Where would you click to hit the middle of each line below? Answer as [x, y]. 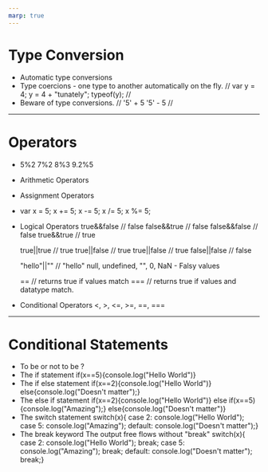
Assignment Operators [57, 195]
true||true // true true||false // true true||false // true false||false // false [136, 250]
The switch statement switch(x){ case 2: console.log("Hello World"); [132, 417]
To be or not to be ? [52, 367]
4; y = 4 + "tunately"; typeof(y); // [75, 94]
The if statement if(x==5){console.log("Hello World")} [108, 375]
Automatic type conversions [66, 77]
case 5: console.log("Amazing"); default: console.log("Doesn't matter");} [139, 426]
